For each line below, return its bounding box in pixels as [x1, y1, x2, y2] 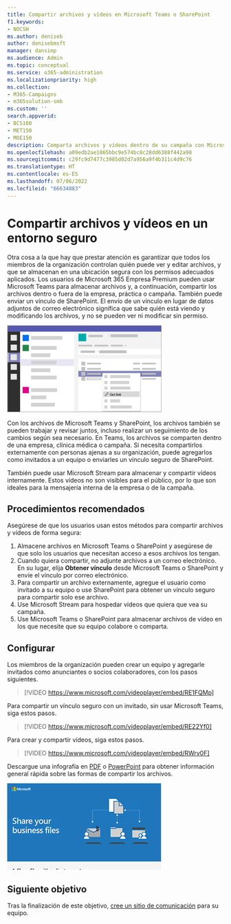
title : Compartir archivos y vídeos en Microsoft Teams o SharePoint [7, 11, 211, 18]
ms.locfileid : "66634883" [7, 185, 81, 192]
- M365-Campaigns [7, 91, 57, 98]
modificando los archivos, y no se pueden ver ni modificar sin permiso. [7, 311, 208, 320]
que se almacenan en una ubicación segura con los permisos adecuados [7, 267, 214, 276]
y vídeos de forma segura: [7, 529, 82, 537]
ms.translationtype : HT [7, 164, 76, 170]
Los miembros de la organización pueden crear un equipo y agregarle [7, 661, 205, 669]
